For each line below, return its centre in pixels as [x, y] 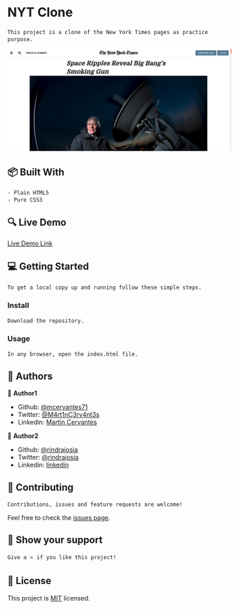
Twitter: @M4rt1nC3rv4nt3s [58, 415]
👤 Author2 [23, 436]
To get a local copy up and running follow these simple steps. [105, 287]
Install [18, 305]
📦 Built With [36, 172]
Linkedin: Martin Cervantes [57, 422]
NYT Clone [40, 12]
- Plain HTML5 [28, 193]
